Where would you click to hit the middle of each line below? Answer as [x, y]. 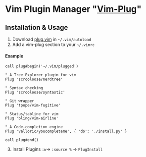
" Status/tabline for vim [32, 114]
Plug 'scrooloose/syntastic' [35, 93]
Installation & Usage [37, 27]
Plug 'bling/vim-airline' [32, 118]
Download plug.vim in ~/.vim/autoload [52, 39]
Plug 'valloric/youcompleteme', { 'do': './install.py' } [66, 131]
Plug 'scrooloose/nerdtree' [34, 79]
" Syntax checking [24, 88]
